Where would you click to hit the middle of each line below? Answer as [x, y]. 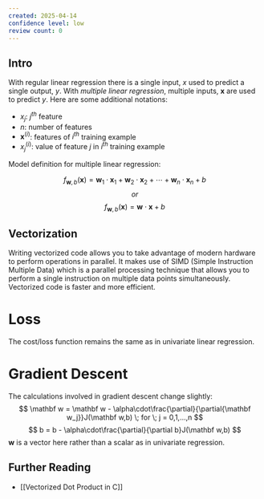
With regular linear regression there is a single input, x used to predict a [126, 83]
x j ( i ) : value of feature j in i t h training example [92, 147]
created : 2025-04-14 [43, 16]
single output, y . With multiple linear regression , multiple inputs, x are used [132, 91]
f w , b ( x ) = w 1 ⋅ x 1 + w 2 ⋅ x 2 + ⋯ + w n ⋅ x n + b [135, 180]
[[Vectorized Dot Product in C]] [71, 487]
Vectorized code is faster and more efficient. [82, 287]
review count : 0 [35, 30]
